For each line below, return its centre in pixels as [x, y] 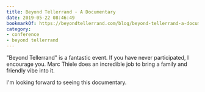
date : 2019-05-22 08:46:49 [41, 18]
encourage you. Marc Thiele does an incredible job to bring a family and [97, 64]
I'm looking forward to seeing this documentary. [67, 82]
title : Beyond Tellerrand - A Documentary [61, 12]
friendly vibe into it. [31, 70]
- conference [23, 35]
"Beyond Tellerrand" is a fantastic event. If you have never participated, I [98, 58]
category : [19, 29]
